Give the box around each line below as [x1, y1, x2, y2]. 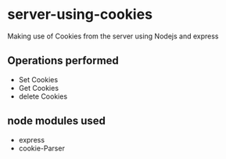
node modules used [7, 114, 106, 128]
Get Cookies [18, 83, 59, 92]
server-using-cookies [7, 5, 153, 23]
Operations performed [7, 54, 119, 67]
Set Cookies [18, 74, 59, 84]
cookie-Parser [18, 143, 66, 153]
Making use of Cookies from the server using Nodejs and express [7, 31, 219, 41]
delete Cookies [18, 92, 68, 101]
